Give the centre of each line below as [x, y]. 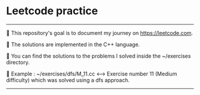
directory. [18, 62]
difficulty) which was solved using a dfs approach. [68, 80]
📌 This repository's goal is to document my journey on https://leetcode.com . [100, 33]
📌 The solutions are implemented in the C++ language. [73, 44]
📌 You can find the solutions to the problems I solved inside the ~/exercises [99, 56]
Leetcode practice [52, 11]
